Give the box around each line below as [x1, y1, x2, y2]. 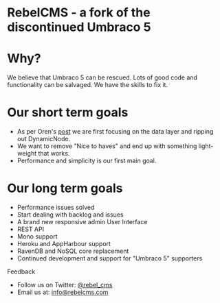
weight [16, 149, 36, 158]
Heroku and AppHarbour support [16, 240, 111, 247]
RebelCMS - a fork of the [7, 5, 151, 21]
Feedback [7, 267, 36, 276]
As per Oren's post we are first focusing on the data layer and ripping [16, 128, 214, 136]
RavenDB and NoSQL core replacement [16, 247, 129, 255]
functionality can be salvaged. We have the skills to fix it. [7, 81, 168, 89]
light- [198, 142, 214, 150]
